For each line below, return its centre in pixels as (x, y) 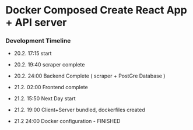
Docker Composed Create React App (96, 10)
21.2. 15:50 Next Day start (45, 99)
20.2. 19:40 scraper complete (49, 65)
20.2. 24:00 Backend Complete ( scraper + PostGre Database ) (90, 76)
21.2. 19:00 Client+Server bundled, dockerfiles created (79, 110)
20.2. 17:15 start (33, 54)
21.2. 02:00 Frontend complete (51, 87)
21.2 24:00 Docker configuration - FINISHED (67, 121)
